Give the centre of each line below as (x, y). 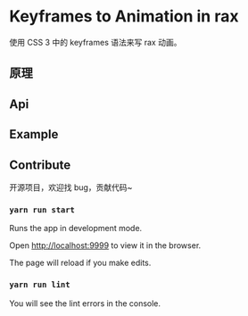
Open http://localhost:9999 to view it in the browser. (105, 245)
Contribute (40, 165)
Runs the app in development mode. (76, 229)
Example (34, 134)
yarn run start (42, 210)
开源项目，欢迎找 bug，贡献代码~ (71, 187)
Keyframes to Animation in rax (124, 17)
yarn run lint (40, 285)
